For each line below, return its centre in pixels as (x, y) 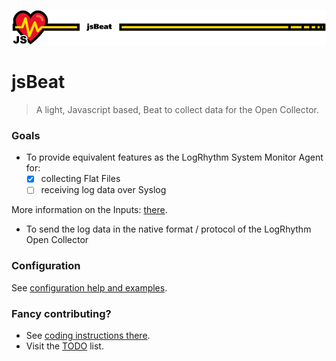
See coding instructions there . (88, 336)
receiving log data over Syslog (103, 190)
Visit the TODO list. (64, 346)
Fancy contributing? (61, 313)
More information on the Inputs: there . (89, 210)
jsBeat (38, 82)
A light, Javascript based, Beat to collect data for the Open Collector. (177, 109)
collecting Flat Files (80, 179)
